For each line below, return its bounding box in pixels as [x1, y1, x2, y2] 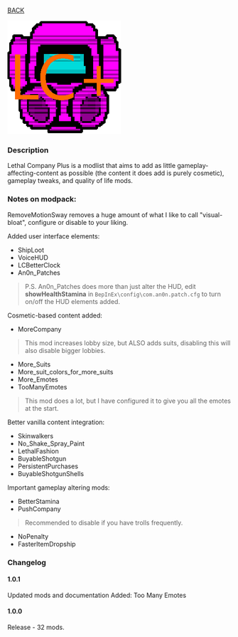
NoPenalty [17, 532, 49, 540]
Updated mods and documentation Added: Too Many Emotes [7, 591, 187, 599]
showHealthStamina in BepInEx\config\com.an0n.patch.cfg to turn [24, 290, 222, 298]
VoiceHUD [17, 253, 48, 262]
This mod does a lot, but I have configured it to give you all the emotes [24, 396, 232, 405]
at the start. [24, 404, 59, 412]
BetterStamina [17, 497, 60, 505]
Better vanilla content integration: [7, 418, 105, 426]
